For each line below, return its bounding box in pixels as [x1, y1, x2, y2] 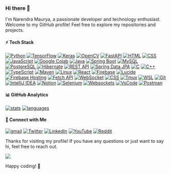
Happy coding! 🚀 [5, 163, 41, 169]
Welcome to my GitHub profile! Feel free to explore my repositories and [5, 21, 156, 28]
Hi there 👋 [5, 5, 31, 12]
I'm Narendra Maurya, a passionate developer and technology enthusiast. [5, 16, 161, 23]
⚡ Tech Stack [5, 39, 34, 45]
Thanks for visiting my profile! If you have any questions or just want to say [5, 138, 164, 144]
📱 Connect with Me [5, 117, 47, 123]
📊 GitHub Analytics [5, 92, 49, 98]
